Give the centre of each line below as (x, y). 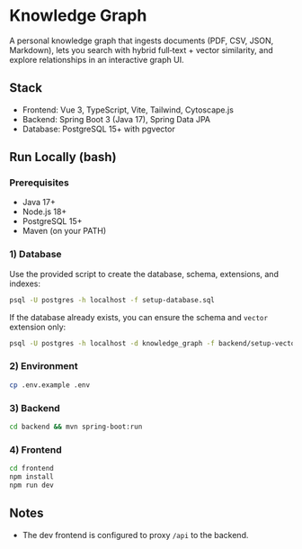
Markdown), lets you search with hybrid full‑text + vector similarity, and (141, 49)
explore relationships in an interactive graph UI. (97, 59)
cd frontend (31, 469)
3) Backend (35, 408)
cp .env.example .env (50, 385)
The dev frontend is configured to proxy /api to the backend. (135, 535)
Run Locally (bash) (63, 157)
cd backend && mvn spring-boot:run (76, 427)
